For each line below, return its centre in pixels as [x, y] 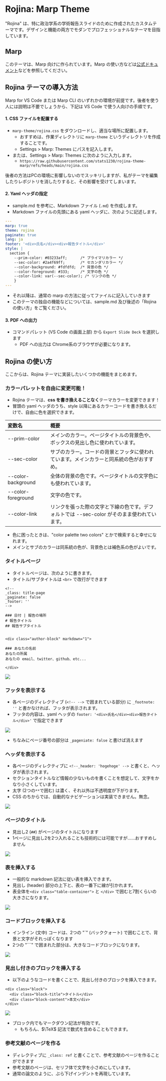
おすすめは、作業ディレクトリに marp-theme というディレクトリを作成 [90, 136]
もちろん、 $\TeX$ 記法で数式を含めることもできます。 [75, 1029]
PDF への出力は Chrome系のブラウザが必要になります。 [76, 344]
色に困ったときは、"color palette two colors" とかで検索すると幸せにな [84, 535]
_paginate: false [23, 597]
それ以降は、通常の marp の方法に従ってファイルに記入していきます [81, 295]
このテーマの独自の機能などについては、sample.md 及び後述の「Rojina [84, 302]
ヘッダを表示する [25, 754]
